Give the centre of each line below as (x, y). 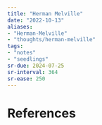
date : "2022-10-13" (36, 20)
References (42, 113)
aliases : (20, 27)
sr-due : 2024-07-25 (36, 66)
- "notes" (22, 53)
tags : (15, 46)
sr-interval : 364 (33, 72)
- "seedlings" (28, 59)
